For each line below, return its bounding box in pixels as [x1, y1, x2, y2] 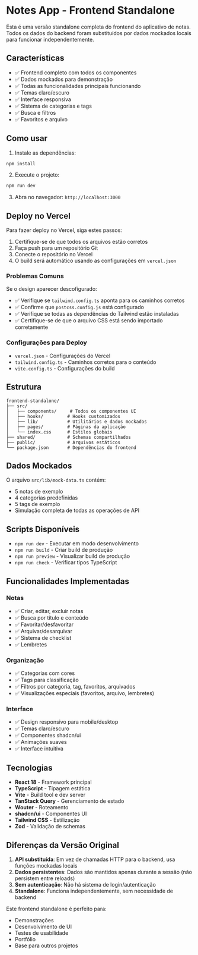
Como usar [6, 133, 48, 143]
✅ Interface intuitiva [14, 745, 64, 752]
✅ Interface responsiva [14, 96, 71, 103]
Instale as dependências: [14, 149, 76, 156]
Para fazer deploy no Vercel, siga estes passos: [6, 227, 123, 234]
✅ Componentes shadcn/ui [14, 732, 81, 739]
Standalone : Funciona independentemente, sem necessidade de [14, 887, 174, 895]
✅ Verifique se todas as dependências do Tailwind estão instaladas [14, 310, 179, 318]
